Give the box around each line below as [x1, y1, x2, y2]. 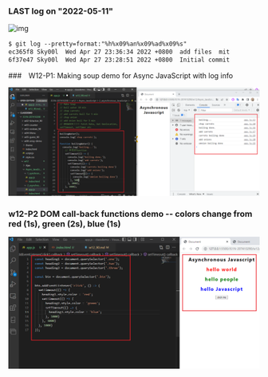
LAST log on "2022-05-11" [8, 6, 113, 17]
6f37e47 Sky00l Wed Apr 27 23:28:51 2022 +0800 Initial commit [8, 56, 230, 65]
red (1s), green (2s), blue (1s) [8, 218, 121, 229]
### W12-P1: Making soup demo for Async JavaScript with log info [8, 71, 234, 81]
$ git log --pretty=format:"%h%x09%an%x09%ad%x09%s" [8, 40, 187, 49]
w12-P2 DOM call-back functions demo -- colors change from [8, 208, 253, 219]
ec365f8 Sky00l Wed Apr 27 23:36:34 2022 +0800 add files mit [8, 48, 230, 57]
